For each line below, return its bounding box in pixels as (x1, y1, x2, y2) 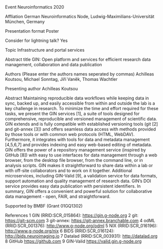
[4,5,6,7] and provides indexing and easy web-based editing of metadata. (5, 142, 152, 148)
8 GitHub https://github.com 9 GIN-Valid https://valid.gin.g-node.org (5, 238, 142, 244)
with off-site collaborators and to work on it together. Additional (5, 168, 132, 173)
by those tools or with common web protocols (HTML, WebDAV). (5, 132, 135, 137)
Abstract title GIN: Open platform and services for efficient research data (5, 57, 151, 62)
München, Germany (5, 19, 45, 24)
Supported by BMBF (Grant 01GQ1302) (5, 203, 83, 209)
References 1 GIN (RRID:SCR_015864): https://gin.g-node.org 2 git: (5, 212, 139, 218)
